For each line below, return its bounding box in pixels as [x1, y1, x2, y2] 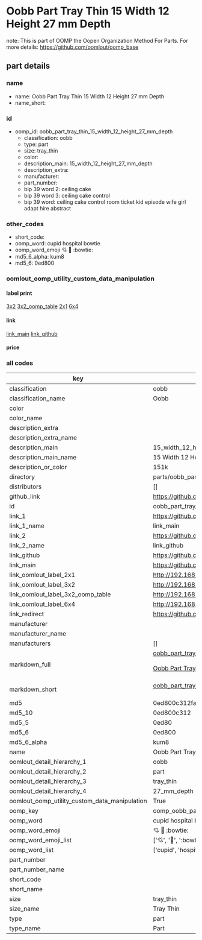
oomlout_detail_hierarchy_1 [9, 758, 87, 766]
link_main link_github [6, 330, 58, 337]
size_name [9, 904, 40, 913]
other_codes [6, 219, 44, 228]
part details [6, 61, 50, 71]
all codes [6, 359, 34, 367]
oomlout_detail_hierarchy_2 [9, 768, 87, 776]
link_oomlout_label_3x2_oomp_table [9, 590, 111, 599]
